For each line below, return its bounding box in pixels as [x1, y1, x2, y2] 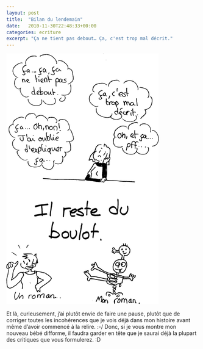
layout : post [6, 10, 40, 16]
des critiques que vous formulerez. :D [6, 336, 101, 344]
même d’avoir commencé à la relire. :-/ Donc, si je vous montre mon [6, 323, 177, 331]
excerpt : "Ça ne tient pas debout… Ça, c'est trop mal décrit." [6, 35, 173, 42]
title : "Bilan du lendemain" [6, 16, 84, 23]
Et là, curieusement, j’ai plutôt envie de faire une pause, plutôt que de [6, 310, 180, 317]
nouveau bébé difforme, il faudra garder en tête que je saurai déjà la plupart [6, 329, 197, 337]
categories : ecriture [6, 29, 62, 35]
